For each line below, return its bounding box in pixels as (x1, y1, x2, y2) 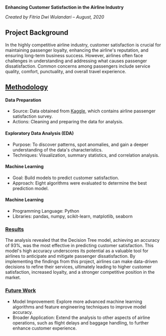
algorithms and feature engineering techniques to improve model (12, 303, 146, 310)
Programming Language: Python (12, 208, 79, 214)
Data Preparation (5, 97, 41, 103)
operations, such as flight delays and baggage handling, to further (12, 319, 149, 325)
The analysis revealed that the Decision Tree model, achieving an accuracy (5, 237, 160, 243)
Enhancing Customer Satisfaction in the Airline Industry (5, 5, 124, 10)
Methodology (5, 83, 48, 92)
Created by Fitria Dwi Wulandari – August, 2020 (5, 14, 104, 20)
